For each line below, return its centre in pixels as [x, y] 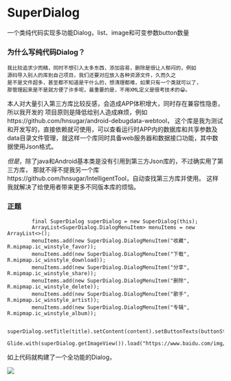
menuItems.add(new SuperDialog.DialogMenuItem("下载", [111, 254]
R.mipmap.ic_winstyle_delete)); [53, 287]
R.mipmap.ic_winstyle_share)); [52, 273]
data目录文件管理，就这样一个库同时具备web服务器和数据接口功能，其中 [110, 138]
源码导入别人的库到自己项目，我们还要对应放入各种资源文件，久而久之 [92, 76]
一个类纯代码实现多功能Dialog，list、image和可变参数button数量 [98, 32]
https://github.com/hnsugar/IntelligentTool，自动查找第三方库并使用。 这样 [113, 178]
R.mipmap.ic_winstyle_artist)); [53, 300]
